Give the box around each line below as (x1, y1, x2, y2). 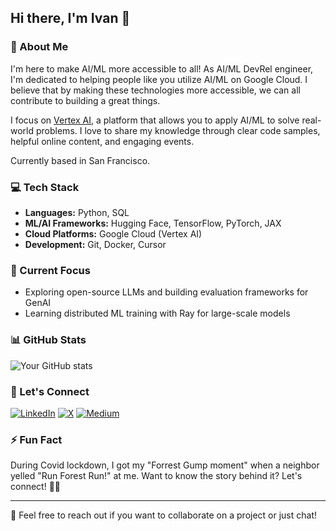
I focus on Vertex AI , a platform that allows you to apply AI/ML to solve (10, 114, 300, 126)
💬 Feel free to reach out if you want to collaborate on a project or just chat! (10, 509, 318, 521)
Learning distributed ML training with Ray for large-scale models (24, 307, 291, 320)
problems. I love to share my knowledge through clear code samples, (35, 124, 321, 136)
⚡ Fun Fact (10, 432, 63, 446)
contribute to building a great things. (10, 94, 161, 106)
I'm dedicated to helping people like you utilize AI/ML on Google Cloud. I (10, 73, 308, 85)
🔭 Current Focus (10, 263, 91, 277)
